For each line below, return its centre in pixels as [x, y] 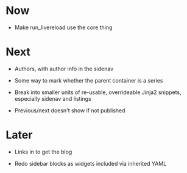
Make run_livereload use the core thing [63, 27]
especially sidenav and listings [53, 98]
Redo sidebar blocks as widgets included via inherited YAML [90, 163]
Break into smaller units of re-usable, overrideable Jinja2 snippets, [98, 92]
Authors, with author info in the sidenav [64, 69]
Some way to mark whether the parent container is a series [89, 80]
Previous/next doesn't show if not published [70, 110]
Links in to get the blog [43, 152]
